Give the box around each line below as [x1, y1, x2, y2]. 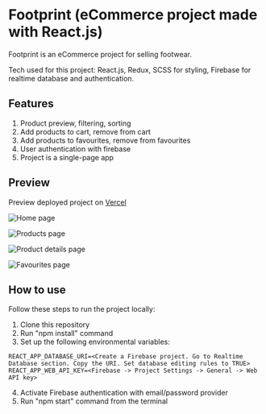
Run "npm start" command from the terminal [19, 396, 168, 406]
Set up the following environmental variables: [19, 337, 171, 347]
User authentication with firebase [19, 143, 131, 154]
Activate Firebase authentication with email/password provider [19, 388, 228, 398]
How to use [8, 283, 66, 296]
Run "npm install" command [19, 329, 114, 338]
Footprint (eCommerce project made [8, 6, 258, 24]
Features [8, 97, 54, 110]
